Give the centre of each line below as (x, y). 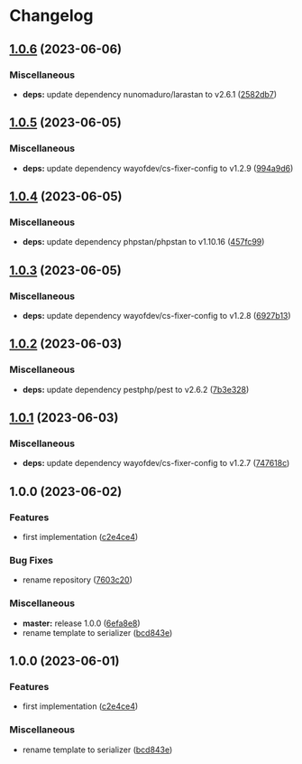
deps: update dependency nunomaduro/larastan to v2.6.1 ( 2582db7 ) (150, 94)
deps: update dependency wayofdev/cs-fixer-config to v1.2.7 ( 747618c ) (156, 463)
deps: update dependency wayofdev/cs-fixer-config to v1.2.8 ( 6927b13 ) (156, 315)
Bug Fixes (32, 560)
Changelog (51, 16)
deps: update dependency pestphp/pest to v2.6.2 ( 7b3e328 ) (136, 389)
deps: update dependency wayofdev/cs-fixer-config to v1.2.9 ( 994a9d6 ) (158, 168)
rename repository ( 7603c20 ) (78, 580)
